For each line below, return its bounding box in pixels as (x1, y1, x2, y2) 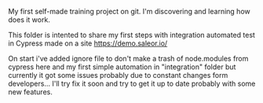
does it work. (8, 15, 51, 24)
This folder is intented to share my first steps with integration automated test (8, 31, 255, 39)
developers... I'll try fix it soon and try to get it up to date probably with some (8, 79, 256, 88)
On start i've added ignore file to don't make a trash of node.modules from (8, 54, 249, 63)
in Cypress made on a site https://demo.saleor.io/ (8, 39, 168, 48)
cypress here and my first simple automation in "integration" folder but (8, 62, 236, 72)
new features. (8, 87, 53, 97)
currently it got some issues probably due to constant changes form (8, 71, 228, 79)
